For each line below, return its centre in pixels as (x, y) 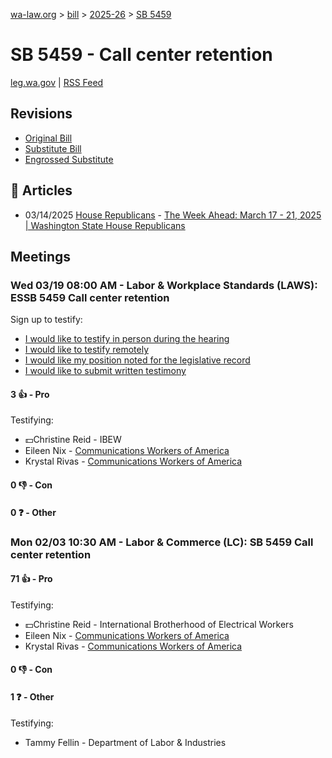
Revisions (41, 114)
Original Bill (48, 138)
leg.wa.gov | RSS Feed (57, 82)
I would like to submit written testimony (105, 371)
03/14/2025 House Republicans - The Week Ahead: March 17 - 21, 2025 (173, 215)
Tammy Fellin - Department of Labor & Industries (125, 742)
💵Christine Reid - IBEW (73, 440)
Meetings (41, 256)
